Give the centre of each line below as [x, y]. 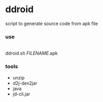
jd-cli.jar [21, 94]
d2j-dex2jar [25, 83]
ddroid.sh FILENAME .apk [31, 53]
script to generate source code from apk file [52, 23]
